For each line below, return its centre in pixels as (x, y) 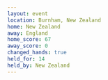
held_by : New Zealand (39, 65)
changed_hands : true (37, 53)
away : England (28, 33)
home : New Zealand (34, 26)
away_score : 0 (28, 46)
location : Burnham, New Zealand (54, 20)
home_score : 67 (29, 40)
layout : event (28, 14)
